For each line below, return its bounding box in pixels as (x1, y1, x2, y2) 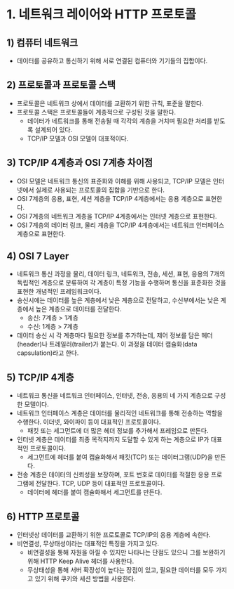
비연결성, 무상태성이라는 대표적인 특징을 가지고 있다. (16, 539, 159, 548)
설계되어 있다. (34, 125, 73, 134)
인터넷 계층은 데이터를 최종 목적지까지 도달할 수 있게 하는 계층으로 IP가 (16, 435, 209, 444)
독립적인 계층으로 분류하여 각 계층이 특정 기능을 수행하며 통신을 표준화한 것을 (16, 278, 227, 287)
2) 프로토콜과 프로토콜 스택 (6, 79, 116, 91)
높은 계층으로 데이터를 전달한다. (35, 305, 122, 313)
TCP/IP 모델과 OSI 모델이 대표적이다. (27, 134, 129, 143)
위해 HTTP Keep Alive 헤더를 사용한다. (27, 557, 135, 566)
